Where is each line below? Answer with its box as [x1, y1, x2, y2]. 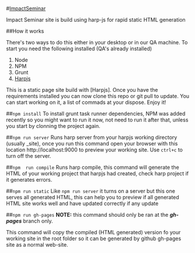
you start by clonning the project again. [6, 123, 100, 129]
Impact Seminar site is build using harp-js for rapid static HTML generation [6, 16, 186, 23]
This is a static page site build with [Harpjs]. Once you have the [6, 86, 158, 93]
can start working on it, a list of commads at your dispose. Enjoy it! [6, 99, 166, 106]
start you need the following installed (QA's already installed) [6, 45, 152, 52]
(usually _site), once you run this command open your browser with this [6, 140, 178, 147]
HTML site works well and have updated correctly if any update [6, 200, 159, 207]
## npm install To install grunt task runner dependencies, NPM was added [6, 110, 186, 117]
